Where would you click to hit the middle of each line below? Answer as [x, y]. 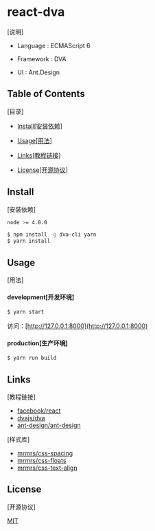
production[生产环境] [38, 343]
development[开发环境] [41, 297]
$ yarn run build [32, 358]
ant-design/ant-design [49, 425]
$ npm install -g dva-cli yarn [52, 235]
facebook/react [39, 411]
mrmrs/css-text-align [47, 468]
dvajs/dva [31, 418]
